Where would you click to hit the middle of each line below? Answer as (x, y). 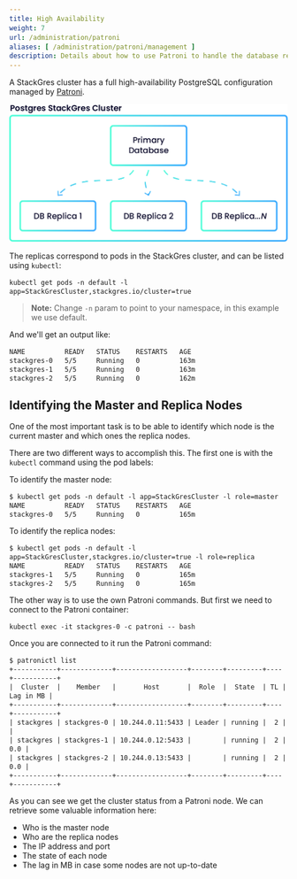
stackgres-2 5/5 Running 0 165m (103, 584)
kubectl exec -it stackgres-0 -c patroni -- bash (103, 627)
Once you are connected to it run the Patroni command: (110, 644)
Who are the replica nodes (70, 837)
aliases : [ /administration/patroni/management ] (103, 47)
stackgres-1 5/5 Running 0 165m (103, 575)
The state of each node (65, 856)
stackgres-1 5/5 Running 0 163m (103, 369)
